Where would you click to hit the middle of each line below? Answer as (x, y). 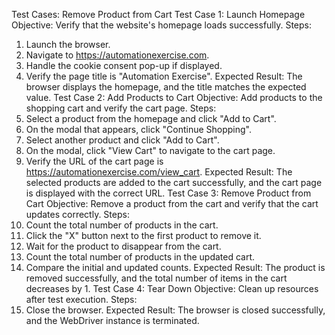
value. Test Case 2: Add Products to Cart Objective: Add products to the (174, 97)
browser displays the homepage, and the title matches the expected (166, 87)
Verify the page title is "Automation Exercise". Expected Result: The (164, 76)
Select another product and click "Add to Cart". (122, 140)
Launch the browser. (68, 44)
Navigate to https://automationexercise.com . (117, 55)
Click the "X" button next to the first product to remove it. (143, 235)
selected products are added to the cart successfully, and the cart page (174, 182)
